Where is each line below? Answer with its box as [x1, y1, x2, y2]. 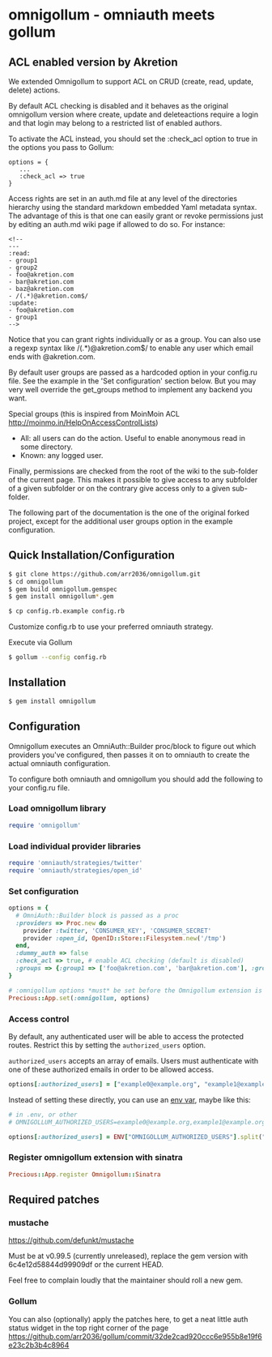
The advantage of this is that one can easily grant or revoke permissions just [8, 211, 264, 220]
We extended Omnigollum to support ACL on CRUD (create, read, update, [8, 77, 253, 86]
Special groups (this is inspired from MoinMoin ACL [8, 409, 181, 418]
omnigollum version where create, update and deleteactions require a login [8, 109, 259, 119]
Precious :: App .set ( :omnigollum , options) [8, 994, 151, 1002]
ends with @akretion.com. [8, 352, 96, 362]
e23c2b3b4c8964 [8, 1340, 70, 1350]
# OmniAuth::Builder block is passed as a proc [15, 911, 180, 919]
